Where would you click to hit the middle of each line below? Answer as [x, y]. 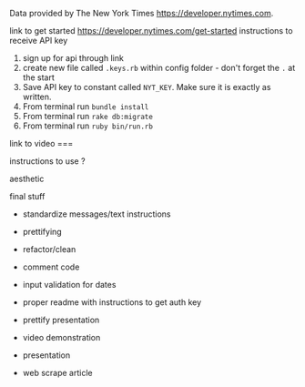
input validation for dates [69, 285]
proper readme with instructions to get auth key [112, 302]
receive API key [39, 41]
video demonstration [61, 337]
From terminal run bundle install [86, 107]
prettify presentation [61, 320]
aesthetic [27, 178]
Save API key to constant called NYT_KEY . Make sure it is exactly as [147, 87]
